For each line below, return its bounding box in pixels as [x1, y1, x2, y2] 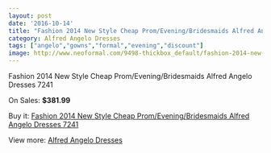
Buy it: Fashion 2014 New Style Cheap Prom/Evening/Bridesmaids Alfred [8, 111, 250, 121]
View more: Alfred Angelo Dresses [8, 135, 123, 145]
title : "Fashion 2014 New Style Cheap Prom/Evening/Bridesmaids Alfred [8, 27, 254, 35]
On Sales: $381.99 [8, 96, 71, 105]
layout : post [8, 11, 52, 20]
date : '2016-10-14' [8, 19, 74, 27]
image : [8, 49, 31, 57]
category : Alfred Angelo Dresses [8, 34, 121, 43]
